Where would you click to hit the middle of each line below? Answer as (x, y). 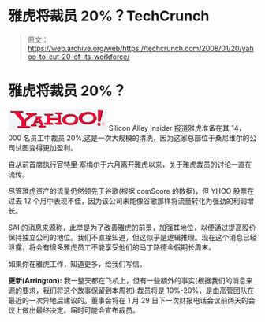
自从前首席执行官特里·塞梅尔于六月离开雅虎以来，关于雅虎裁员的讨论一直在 (130, 164)
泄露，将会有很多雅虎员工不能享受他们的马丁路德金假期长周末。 (112, 247)
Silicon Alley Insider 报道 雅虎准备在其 (169, 128)
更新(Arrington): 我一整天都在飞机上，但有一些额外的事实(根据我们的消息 (127, 280)
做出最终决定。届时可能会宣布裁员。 (80, 310)
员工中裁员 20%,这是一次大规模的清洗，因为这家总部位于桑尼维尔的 (140, 138)
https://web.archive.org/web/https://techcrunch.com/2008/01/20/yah (140, 48)
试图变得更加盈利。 (46, 147)
